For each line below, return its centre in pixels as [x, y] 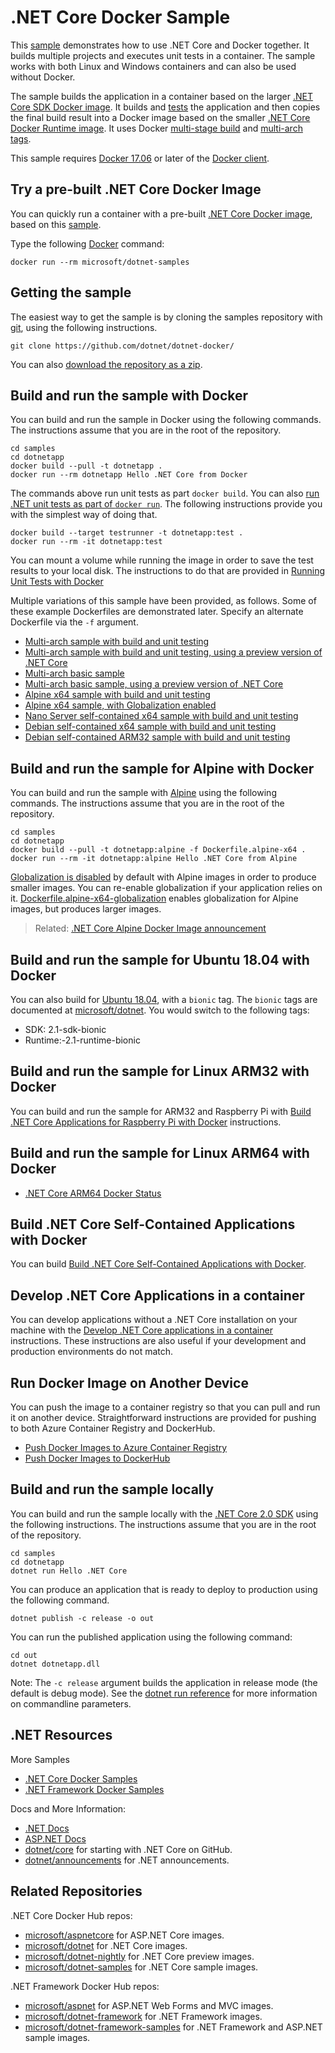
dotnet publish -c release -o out [82, 1618]
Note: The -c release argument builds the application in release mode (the [164, 1682]
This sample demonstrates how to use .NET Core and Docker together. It [160, 45]
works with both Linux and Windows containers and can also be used [153, 66]
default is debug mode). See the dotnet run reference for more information [164, 1693]
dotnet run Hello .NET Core [69, 1571]
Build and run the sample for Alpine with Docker [162, 768]
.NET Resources [61, 1735]
